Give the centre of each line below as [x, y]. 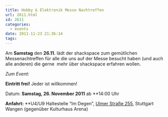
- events [19, 29]
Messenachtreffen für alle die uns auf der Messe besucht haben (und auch [84, 58]
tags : [11, 39]
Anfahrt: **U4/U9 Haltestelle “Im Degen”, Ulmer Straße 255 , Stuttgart [79, 103]
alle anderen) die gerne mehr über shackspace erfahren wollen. [73, 64]
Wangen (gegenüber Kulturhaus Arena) [47, 109]
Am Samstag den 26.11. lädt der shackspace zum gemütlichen [71, 53]
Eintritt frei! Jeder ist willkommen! [41, 84]
